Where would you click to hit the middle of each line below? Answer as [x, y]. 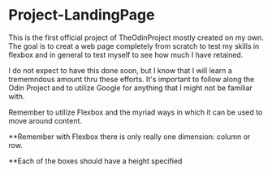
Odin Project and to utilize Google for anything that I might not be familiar [131, 88]
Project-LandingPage [82, 15]
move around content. [45, 120]
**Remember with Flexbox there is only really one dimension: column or [130, 137]
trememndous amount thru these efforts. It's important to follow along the [132, 79]
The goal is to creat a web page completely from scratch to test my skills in [134, 46]
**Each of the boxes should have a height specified [95, 161]
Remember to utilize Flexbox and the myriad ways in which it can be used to [136, 112]
